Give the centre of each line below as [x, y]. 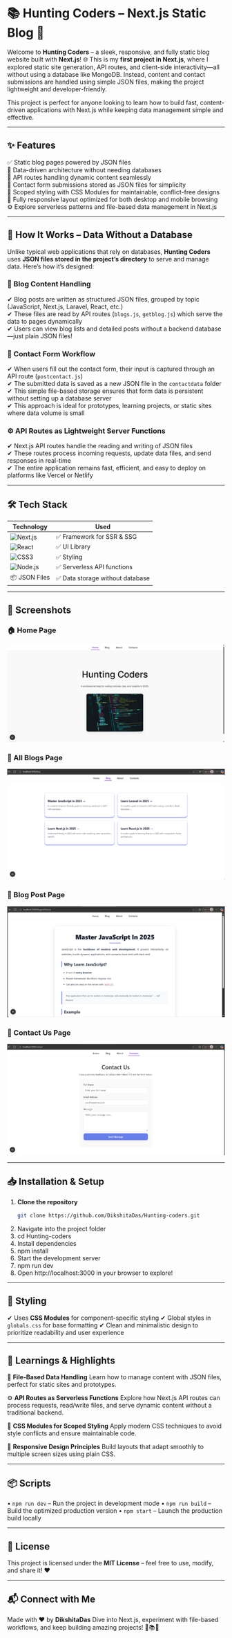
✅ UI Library [73, 546]
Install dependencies [47, 1243]
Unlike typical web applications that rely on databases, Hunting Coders [109, 251]
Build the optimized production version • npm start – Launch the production [115, 1511]
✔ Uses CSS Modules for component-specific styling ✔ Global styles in [109, 1318]
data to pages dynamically [45, 321]
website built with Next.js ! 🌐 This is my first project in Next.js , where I [108, 59]
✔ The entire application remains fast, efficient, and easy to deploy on [106, 468]
